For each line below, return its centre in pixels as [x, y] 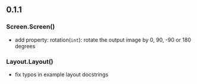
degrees [25, 46]
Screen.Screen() [31, 27]
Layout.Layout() [30, 61]
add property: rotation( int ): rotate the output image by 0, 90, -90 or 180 [103, 40]
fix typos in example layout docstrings [62, 74]
